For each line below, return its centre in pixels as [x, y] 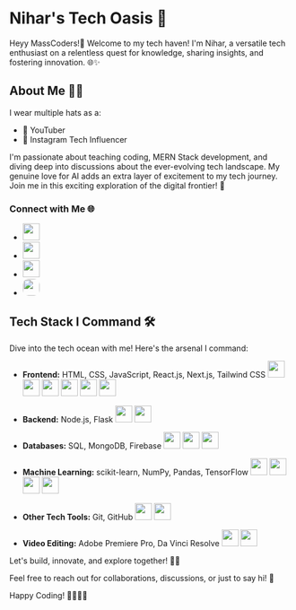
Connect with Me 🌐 [52, 208]
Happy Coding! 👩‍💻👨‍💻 [48, 595]
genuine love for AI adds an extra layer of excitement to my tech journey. [144, 176]
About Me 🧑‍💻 [47, 91]
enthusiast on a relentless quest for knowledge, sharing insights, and [137, 52]
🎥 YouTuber [44, 130]
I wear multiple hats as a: [55, 112]
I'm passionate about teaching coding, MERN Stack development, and [139, 157]
